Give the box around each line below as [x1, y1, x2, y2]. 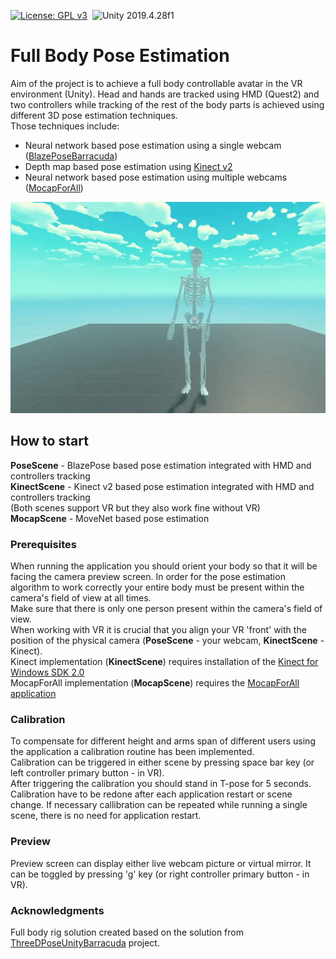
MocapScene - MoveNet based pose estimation [10, 512, 210, 524]
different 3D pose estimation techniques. [10, 109, 178, 121]
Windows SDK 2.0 [10, 666, 85, 679]
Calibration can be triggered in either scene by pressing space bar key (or [10, 756, 315, 769]
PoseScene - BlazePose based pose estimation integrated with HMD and [10, 459, 312, 471]
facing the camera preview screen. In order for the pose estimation [10, 571, 286, 583]
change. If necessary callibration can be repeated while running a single [10, 799, 308, 811]
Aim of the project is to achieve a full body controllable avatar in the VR [10, 77, 303, 89]
